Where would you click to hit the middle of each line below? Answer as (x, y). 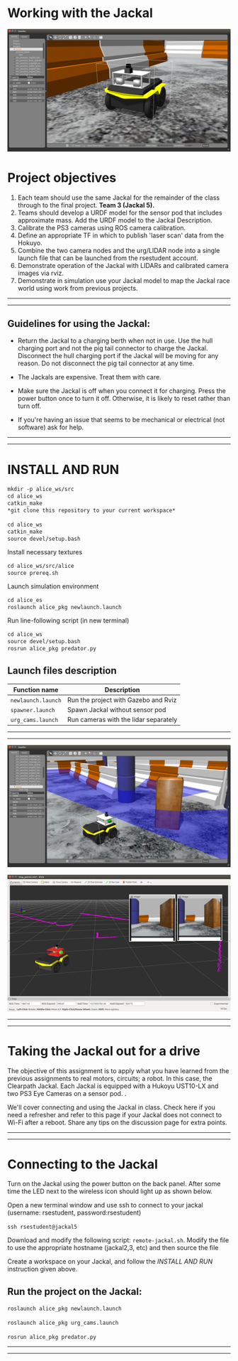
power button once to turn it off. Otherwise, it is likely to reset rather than (124, 399)
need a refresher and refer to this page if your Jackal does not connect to (114, 1114)
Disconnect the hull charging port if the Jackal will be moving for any (118, 356)
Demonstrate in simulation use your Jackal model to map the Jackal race (124, 280)
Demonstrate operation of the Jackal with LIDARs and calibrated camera (123, 265)
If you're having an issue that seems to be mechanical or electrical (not (121, 420)
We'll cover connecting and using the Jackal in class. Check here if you (112, 1107)
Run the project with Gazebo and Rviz (122, 700)
